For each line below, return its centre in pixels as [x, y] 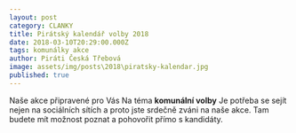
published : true [39, 75]
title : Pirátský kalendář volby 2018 [79, 34]
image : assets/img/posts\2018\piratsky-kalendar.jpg [109, 67]
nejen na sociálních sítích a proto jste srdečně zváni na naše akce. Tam [139, 110]
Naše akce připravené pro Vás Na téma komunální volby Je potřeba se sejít [148, 100]
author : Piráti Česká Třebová [65, 59]
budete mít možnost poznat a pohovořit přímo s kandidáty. [116, 119]
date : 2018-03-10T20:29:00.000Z [69, 42]
